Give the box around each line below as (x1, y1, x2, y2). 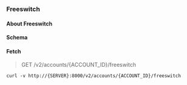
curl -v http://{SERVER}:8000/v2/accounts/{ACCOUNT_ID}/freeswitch (6, 73, 182, 79)
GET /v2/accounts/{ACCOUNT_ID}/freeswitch (21, 61, 136, 69)
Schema (6, 34, 28, 41)
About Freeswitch (6, 20, 53, 27)
